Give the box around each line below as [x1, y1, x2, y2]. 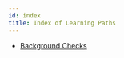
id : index [8, 11, 42, 20]
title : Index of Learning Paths [8, 19, 116, 27]
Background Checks [19, 41, 88, 50]
